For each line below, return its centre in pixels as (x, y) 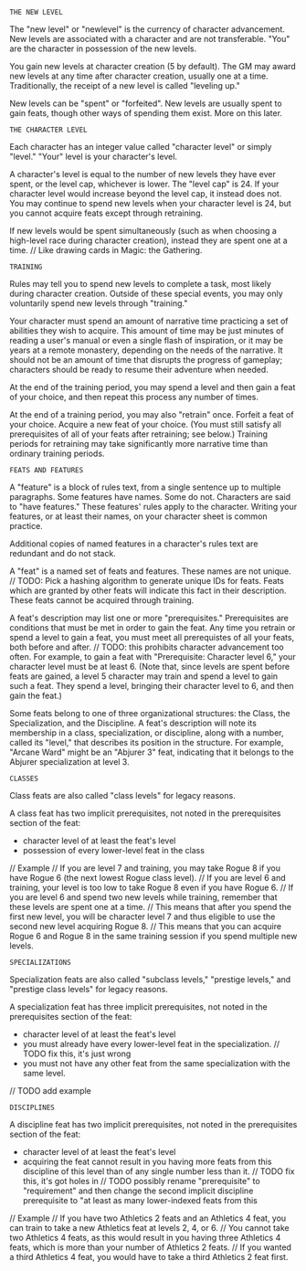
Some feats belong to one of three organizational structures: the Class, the (150, 713)
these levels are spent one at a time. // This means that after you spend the (151, 907)
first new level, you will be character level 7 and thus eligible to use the (142, 916)
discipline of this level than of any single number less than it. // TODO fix (158, 1171)
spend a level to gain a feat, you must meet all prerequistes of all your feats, (152, 637)
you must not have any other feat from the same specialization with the (156, 1063)
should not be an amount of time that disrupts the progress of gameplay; (146, 360)
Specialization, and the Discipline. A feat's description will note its (133, 723)
